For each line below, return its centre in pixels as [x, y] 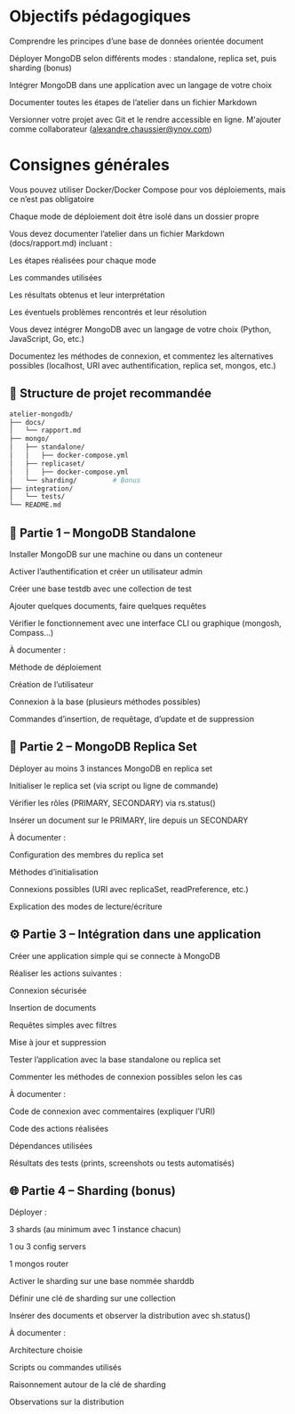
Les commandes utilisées [56, 277]
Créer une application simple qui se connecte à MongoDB [115, 955]
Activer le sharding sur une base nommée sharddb [102, 1281]
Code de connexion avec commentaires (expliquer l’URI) [112, 1111]
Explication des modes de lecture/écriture [86, 906]
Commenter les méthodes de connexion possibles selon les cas [126, 1077]
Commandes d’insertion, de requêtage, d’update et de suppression [132, 719]
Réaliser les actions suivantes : [66, 973]
